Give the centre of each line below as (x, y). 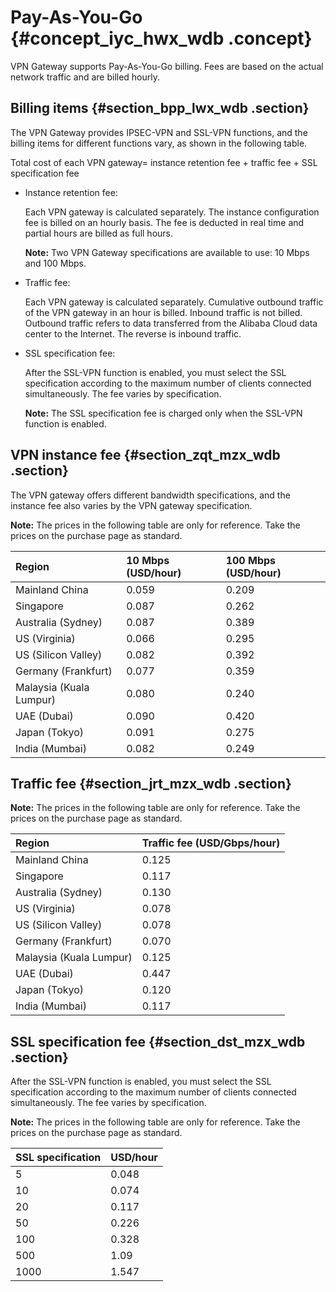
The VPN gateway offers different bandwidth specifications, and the (150, 495)
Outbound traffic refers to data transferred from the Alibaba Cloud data (171, 323)
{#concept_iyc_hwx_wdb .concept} (161, 38)
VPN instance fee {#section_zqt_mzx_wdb (145, 455)
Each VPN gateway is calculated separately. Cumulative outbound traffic (174, 302)
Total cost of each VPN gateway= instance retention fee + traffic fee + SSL (164, 162)
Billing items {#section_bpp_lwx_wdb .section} (160, 108)
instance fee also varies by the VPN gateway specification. (131, 505)
